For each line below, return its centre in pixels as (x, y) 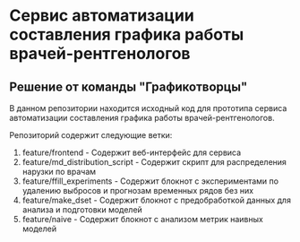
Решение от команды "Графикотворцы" (129, 86)
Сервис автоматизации (102, 16)
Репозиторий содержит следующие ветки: (91, 135)
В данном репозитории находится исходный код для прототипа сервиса (148, 108)
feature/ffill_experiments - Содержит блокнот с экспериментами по (150, 181)
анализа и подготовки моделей (82, 210)
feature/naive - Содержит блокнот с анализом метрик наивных (143, 219)
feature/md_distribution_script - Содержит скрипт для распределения (154, 162)
